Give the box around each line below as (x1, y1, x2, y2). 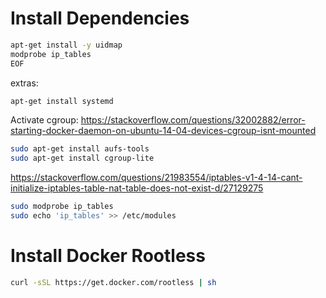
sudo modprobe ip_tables (10, 202, 114, 212)
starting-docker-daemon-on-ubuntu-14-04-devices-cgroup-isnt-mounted (10, 125, 317, 137)
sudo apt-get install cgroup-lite (10, 153, 155, 164)
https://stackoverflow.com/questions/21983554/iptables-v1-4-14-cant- (10, 172, 303, 184)
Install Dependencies (10, 7, 190, 30)
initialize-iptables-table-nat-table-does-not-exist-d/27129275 (10, 182, 264, 194)
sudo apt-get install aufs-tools (10, 144, 150, 154)
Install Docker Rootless (10, 245, 206, 267)
